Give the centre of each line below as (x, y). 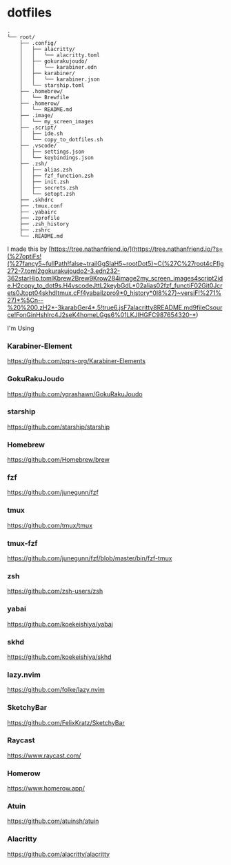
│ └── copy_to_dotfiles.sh (61, 139)
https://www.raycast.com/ (44, 755)
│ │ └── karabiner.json (60, 79)
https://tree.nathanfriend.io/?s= (178, 249)
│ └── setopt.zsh (48, 194)
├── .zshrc (35, 230)
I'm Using (21, 328)
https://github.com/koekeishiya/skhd (59, 657)
